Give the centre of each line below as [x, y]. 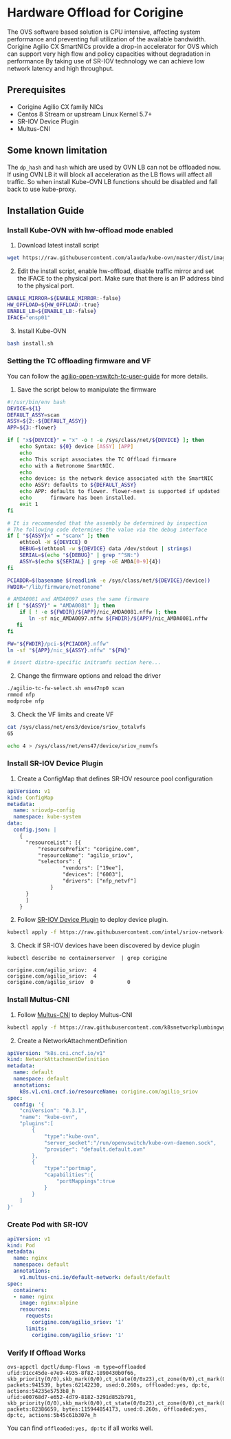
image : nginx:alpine [49, 1303]
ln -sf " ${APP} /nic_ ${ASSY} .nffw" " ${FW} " [69, 650]
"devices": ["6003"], [93, 875]
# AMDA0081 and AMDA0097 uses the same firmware [78, 599]
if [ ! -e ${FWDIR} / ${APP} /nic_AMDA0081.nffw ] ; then [98, 612]
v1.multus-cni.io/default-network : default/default [95, 1277]
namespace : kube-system [47, 817]
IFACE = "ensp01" [29, 318]
